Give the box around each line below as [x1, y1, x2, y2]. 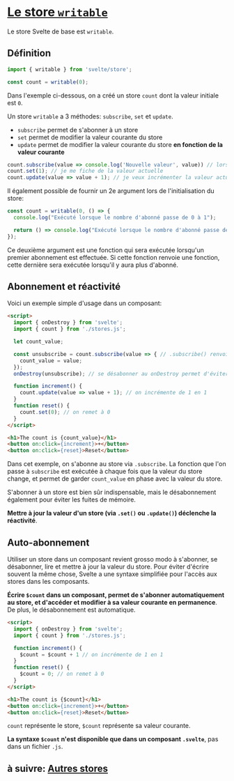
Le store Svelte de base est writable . [7, 27, 114, 36]
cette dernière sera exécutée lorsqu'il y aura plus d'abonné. [7, 261, 179, 269]
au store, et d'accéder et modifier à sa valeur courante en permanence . [7, 598, 218, 606]
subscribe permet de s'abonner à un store [17, 125, 139, 134]
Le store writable [7, 4, 108, 20]
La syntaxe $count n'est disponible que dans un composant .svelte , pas [7, 735, 219, 743]
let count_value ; [13, 339, 64, 346]
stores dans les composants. [7, 578, 90, 585]
